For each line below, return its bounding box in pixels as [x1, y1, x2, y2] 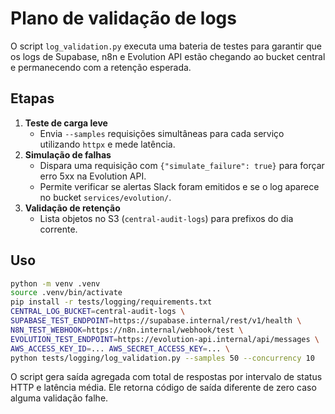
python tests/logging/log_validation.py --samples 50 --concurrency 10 [10, 353, 315, 363]
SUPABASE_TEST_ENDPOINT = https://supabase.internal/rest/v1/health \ [10, 316, 302, 326]
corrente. [39, 223, 78, 235]
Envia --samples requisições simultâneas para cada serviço [39, 127, 285, 139]
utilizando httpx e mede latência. [39, 138, 176, 150]
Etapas [10, 90, 55, 107]
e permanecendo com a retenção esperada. [10, 61, 192, 73]
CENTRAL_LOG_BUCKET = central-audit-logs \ [10, 307, 186, 317]
